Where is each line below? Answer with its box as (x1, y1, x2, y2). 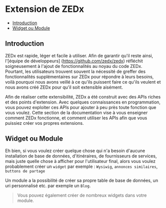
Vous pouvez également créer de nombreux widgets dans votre (17, 192, 147, 198)
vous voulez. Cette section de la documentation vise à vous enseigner (5, 109, 148, 115)
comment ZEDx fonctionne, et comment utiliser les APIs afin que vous (5, 115, 147, 121)
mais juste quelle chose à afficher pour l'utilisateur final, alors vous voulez (5, 158, 156, 164)
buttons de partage (5, 168, 45, 174)
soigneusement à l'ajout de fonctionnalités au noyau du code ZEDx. (5, 63, 142, 69)
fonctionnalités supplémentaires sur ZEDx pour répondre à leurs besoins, (5, 73, 154, 80)
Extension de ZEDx (5, 3, 84, 15)
